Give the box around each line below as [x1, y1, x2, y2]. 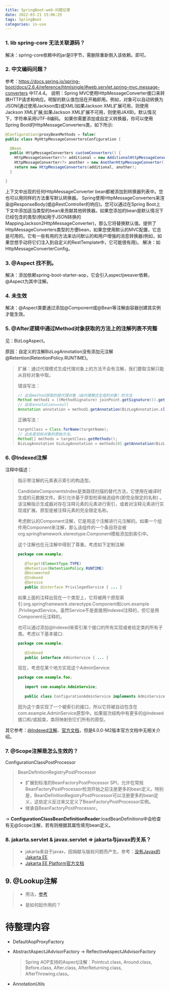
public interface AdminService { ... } [24, 655, 109, 660]
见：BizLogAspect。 [5, 337, 48, 343]
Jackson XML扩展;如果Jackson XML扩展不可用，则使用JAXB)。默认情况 [5, 109, 156, 115]
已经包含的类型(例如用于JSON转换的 [5, 214, 81, 220]
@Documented [24, 570, 50, 576]
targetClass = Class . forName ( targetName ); [17, 427, 109, 432]
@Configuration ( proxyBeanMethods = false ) [5, 132, 96, 137]
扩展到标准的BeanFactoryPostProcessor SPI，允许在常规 [25, 780, 144, 786]
